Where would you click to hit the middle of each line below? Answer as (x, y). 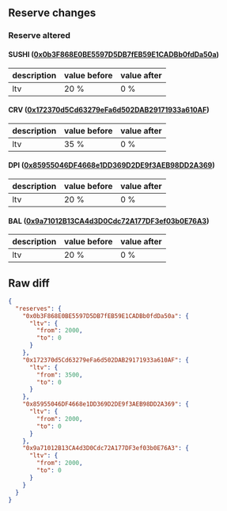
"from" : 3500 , (60, 375)
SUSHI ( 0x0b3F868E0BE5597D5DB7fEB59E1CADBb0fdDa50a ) (114, 54)
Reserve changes (52, 13)
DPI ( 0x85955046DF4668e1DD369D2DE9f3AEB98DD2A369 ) (112, 165)
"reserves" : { (38, 308)
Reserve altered (40, 36)
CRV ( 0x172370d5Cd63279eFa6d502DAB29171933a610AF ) (109, 110)
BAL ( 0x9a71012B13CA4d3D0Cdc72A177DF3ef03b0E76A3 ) (109, 221)
